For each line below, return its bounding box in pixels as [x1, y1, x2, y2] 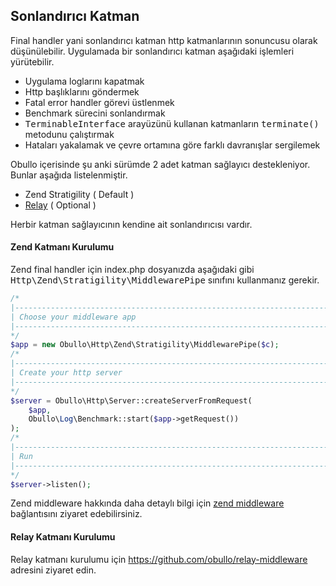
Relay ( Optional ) [24, 199, 97, 211]
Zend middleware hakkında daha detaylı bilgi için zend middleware [10, 497, 285, 509]
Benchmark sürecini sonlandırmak [24, 107, 166, 119]
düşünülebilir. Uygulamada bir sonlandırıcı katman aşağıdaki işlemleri [10, 45, 295, 57]
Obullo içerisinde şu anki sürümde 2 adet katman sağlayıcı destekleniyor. [10, 158, 311, 170]
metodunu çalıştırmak [24, 128, 115, 140]
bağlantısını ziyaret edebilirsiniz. [10, 508, 143, 520]
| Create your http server [10, 368, 123, 378]
